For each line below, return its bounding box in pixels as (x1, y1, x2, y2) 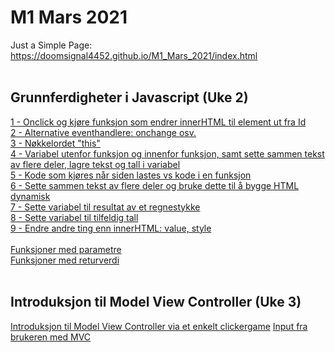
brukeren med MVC (10, 331, 92, 343)
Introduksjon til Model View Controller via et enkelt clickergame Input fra (10, 320, 308, 332)
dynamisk (10, 190, 51, 202)
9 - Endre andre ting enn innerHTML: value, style (10, 222, 212, 234)
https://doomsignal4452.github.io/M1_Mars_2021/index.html (10, 49, 258, 61)
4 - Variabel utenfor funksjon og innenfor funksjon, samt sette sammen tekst (10, 147, 325, 160)
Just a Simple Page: (10, 39, 93, 51)
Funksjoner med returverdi (10, 254, 120, 266)
